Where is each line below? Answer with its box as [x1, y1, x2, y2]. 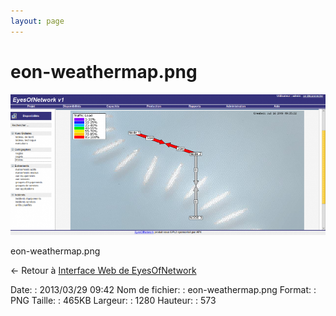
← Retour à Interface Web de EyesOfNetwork [10, 264, 197, 276]
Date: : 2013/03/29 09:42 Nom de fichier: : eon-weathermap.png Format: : [10, 283, 317, 295]
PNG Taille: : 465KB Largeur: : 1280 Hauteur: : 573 [10, 294, 217, 306]
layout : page [10, 16, 65, 26]
